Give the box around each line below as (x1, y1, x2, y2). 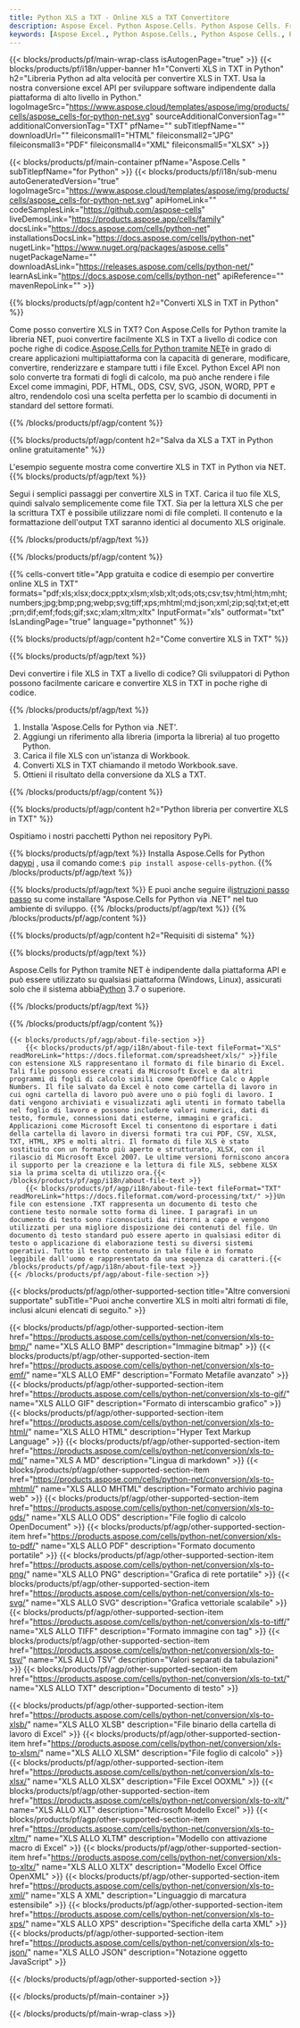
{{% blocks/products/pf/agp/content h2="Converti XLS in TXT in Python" (9, 297, 279, 308)
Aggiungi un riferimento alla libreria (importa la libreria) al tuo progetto (21, 732, 280, 742)
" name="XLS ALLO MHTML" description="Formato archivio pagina (34, 1484, 283, 1495)
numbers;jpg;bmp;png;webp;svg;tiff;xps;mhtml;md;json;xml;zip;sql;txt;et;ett (9, 598, 290, 608)
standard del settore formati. (9, 400, 114, 411)
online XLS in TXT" (9, 578, 79, 590)
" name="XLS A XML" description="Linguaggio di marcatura (25, 1890, 247, 1901)
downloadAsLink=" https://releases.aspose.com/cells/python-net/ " (9, 261, 254, 272)
